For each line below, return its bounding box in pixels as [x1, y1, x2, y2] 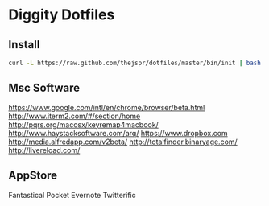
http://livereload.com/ [8, 145, 81, 154]
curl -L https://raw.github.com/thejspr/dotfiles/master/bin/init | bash [8, 59, 262, 67]
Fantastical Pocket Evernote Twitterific [8, 190, 136, 200]
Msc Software [8, 81, 81, 95]
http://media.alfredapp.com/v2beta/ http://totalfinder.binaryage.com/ [8, 137, 238, 146]
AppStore [8, 169, 58, 183]
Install [8, 38, 40, 51]
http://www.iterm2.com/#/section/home [8, 111, 141, 121]
